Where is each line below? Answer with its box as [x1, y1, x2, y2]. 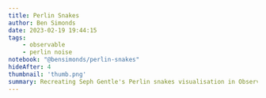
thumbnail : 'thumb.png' [8, 70, 87, 78]
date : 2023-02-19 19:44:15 [8, 26, 97, 34]
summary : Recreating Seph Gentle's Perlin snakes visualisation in [8, 77, 236, 85]
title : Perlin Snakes [8, 11, 80, 20]
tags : [8, 33, 26, 42]
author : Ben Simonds [8, 19, 77, 27]
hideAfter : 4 [8, 63, 51, 71]
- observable [22, 41, 66, 49]
